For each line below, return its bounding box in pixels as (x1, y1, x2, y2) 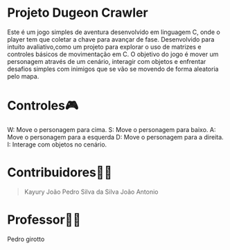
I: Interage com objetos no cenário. (7, 140, 107, 149)
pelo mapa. (7, 72, 39, 81)
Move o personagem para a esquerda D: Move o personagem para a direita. (7, 133, 224, 141)
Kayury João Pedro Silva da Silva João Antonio (24, 187, 159, 196)
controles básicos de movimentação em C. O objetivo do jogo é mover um (7, 50, 219, 58)
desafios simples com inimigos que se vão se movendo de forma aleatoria (7, 65, 219, 73)
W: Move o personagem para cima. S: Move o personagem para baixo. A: (7, 125, 216, 133)
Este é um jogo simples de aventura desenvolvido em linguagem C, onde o (7, 28, 220, 36)
